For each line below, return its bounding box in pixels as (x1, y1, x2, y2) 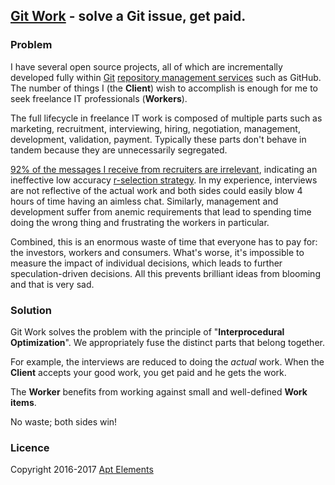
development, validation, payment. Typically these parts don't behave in (10, 133, 307, 145)
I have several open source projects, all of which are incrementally (10, 60, 283, 73)
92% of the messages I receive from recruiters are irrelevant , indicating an (10, 163, 318, 175)
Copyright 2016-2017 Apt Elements (10, 464, 154, 476)
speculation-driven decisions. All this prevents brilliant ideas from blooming (10, 267, 321, 279)
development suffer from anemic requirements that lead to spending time (10, 205, 312, 218)
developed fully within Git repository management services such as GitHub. (10, 71, 322, 83)
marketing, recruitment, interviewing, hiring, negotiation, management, (10, 122, 301, 134)
